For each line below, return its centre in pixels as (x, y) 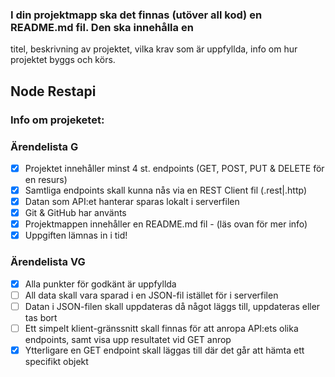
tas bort (41, 317)
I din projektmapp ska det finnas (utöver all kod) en (136, 15)
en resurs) (46, 179)
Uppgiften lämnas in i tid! (76, 235)
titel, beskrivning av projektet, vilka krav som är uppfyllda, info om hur (154, 49)
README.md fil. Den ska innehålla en (102, 27)
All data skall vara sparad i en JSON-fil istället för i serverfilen (151, 295)
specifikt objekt (56, 361)
